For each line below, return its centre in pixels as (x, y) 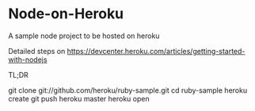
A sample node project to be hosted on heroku (84, 36)
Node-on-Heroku (66, 14)
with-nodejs (28, 59)
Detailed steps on (37, 51)
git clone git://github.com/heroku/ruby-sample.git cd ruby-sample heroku (128, 90)
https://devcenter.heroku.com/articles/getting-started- (156, 51)
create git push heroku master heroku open (79, 98)
